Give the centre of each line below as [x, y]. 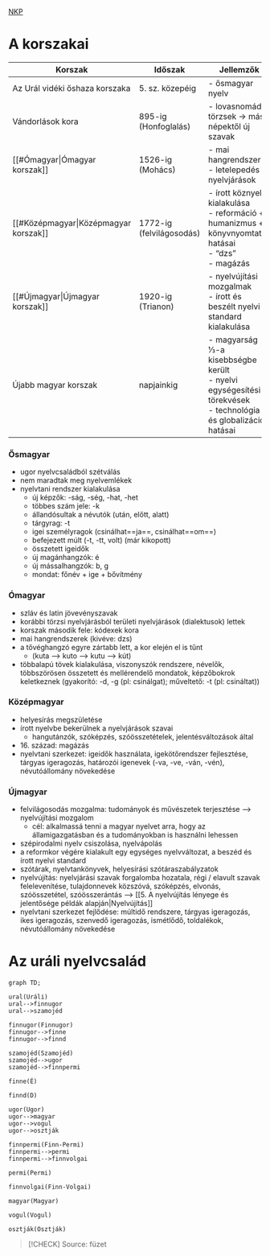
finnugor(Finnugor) [41, 1025]
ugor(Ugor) [27, 1110]
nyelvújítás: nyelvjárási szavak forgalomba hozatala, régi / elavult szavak [140, 878]
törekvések [229, 400]
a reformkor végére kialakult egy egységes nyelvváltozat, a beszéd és [136, 852]
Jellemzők [239, 69]
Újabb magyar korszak [55, 385]
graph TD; [25, 983]
